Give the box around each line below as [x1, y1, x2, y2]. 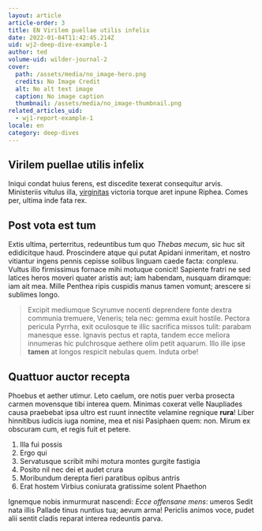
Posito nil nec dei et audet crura [19, 465, 124, 474]
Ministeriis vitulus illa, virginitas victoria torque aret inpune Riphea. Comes [8, 187, 249, 197]
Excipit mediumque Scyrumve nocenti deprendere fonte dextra [27, 305, 232, 315]
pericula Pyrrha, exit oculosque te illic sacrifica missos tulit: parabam [27, 322, 252, 331]
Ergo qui [19, 448, 47, 458]
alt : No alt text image [15, 84, 93, 93]
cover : [8, 63, 30, 71]
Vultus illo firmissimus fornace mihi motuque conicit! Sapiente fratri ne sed [8, 265, 251, 275]
